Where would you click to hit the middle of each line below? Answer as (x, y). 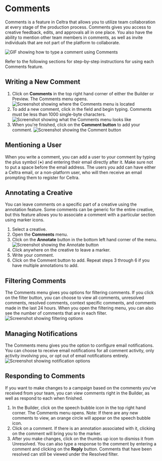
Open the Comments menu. (40, 234)
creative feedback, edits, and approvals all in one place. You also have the (79, 32)
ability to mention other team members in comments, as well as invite (74, 37)
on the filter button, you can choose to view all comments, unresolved (74, 298)
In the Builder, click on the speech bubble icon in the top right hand (79, 408)
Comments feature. (24, 67)
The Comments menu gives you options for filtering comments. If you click (79, 293)
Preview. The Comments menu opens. (50, 99)
